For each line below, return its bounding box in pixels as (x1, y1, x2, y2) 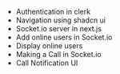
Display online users (15, 41, 83, 51)
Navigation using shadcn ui (15, 15, 106, 25)
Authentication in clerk (15, 7, 90, 16)
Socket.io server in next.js (15, 24, 102, 33)
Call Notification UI (15, 58, 78, 68)
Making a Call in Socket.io (15, 50, 102, 59)
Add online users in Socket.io (15, 32, 113, 42)
